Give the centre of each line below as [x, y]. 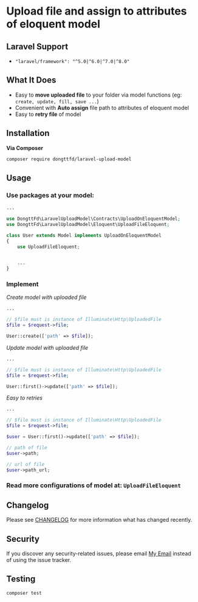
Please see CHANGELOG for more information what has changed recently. [99, 520]
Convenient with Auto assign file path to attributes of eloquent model [102, 108]
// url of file [26, 464]
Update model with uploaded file [47, 347]
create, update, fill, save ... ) [57, 101]
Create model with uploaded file [46, 297]
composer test [24, 593]
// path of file [27, 448]
